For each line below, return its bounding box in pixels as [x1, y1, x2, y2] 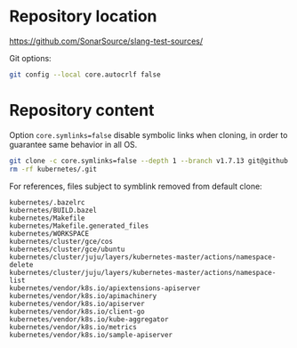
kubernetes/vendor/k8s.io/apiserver [9, 299, 145, 308]
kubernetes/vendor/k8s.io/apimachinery [9, 291, 157, 300]
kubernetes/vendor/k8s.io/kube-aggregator [9, 314, 169, 324]
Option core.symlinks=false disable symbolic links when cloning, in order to [9, 129, 288, 140]
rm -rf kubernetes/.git [9, 165, 98, 174]
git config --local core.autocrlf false [9, 69, 162, 79]
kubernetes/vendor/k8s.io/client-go [9, 307, 145, 316]
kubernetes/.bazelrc [9, 198, 86, 206]
